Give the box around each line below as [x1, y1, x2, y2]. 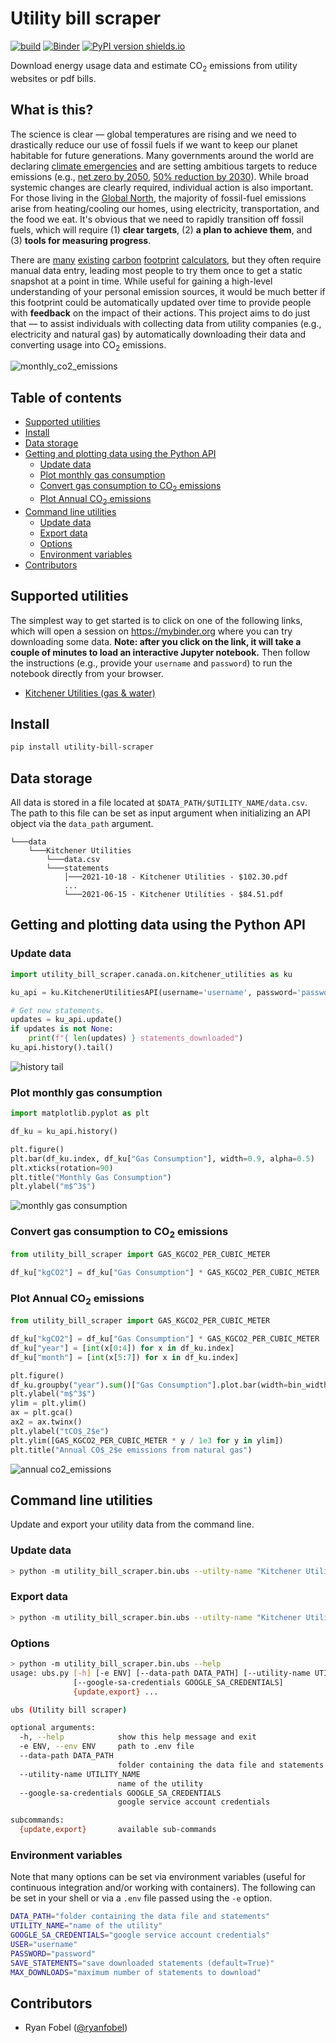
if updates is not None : [10, 1024, 114, 1034]
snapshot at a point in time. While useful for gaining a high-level [10, 275, 273, 287]
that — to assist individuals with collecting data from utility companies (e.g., [10, 317, 322, 329]
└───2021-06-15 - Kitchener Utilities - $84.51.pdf [63, 890, 284, 900]
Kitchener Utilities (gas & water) [24, 687, 156, 699]
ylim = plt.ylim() [10, 1398, 87, 1409]
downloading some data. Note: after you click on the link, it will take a [10, 635, 302, 647]
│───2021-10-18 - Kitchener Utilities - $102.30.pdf [63, 872, 288, 882]
